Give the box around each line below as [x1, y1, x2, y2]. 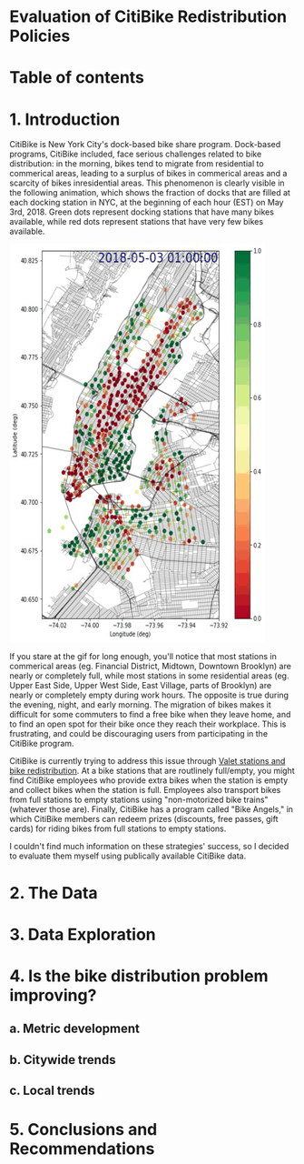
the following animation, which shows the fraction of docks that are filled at [9, 187, 290, 198]
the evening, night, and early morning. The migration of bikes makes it [9, 699, 272, 710]
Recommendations [9, 1139, 155, 1159]
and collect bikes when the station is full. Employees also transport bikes [9, 785, 281, 796]
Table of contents [9, 67, 145, 88]
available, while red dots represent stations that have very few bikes [9, 216, 264, 227]
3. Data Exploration [9, 924, 156, 945]
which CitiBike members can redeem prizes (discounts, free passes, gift [9, 814, 279, 825]
